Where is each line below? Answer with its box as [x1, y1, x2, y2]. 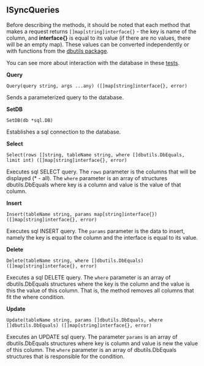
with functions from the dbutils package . [6, 47, 109, 55]
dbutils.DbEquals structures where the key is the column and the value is [6, 280, 190, 288]
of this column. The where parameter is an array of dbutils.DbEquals [6, 346, 176, 353]
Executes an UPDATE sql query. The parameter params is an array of [6, 333, 178, 340]
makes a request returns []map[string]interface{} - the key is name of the [6, 28, 197, 35]
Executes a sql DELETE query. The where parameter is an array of [6, 273, 171, 281]
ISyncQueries [6, 5, 60, 15]
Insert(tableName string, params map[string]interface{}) [6, 211, 157, 217]
